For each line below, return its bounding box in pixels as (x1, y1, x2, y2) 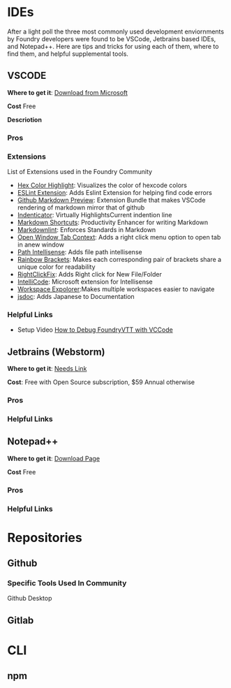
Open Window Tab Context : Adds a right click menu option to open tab (17, 233, 221, 241)
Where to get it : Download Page (7, 454, 100, 462)
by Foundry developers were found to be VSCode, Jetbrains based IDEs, (7, 34, 216, 43)
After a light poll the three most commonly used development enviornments (7, 27, 225, 36)
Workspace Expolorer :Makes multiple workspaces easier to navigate (17, 284, 215, 293)
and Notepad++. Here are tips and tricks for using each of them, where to (7, 42, 219, 50)
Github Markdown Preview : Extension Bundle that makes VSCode (17, 196, 206, 204)
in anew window (17, 240, 65, 249)
